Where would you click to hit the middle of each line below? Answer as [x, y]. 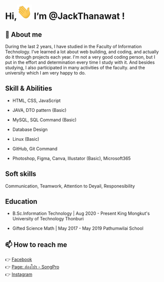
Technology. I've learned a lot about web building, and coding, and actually [82, 52]
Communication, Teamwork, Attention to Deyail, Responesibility [70, 186]
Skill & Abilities [29, 89]
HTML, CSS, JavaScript [37, 100]
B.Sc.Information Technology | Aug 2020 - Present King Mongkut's [81, 213]
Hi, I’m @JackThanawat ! [65, 16]
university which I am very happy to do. [45, 73]
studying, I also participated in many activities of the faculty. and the [75, 68]
